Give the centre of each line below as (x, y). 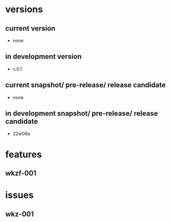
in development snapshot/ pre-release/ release (82, 114)
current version (31, 28)
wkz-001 (20, 214)
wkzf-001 (21, 173)
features (24, 154)
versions (24, 9)
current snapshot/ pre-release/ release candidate (85, 85)
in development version (44, 57)
